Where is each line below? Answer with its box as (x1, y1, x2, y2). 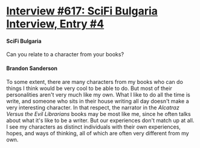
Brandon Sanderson (6, 65, 58, 72)
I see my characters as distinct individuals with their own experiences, (6, 123, 181, 130)
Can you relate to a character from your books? (6, 51, 124, 58)
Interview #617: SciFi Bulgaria (6, 4, 158, 18)
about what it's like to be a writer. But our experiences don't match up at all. (6, 117, 195, 124)
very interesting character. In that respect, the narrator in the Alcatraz (6, 104, 179, 111)
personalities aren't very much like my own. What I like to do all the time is (6, 91, 190, 98)
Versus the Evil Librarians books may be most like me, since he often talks (6, 110, 192, 117)
